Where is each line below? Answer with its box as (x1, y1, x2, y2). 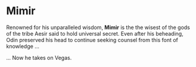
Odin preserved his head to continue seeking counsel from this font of (6, 36, 179, 43)
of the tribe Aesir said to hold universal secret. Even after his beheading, (6, 30, 183, 37)
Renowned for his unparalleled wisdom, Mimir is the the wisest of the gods (6, 24, 191, 31)
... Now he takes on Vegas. (6, 54, 72, 61)
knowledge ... (6, 43, 40, 50)
